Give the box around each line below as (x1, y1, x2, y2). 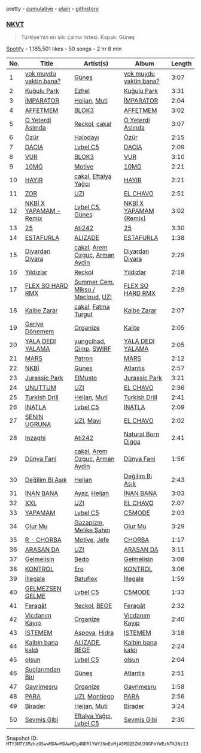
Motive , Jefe (74, 536, 109, 544)
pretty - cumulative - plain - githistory (6, 5, 99, 12)
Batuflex (74, 575, 98, 583)
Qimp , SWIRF (74, 345, 112, 353)
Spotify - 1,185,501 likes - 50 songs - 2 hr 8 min (6, 45, 122, 53)
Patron (74, 354, 93, 363)
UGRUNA (25, 420, 51, 429)
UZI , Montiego (74, 692, 115, 701)
